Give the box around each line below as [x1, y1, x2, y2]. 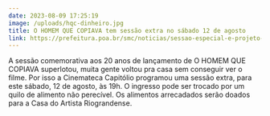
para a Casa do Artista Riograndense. [8, 98, 133, 108]
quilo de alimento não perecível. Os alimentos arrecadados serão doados [8, 90, 251, 100]
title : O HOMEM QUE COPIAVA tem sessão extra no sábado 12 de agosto [8, 26, 247, 34]
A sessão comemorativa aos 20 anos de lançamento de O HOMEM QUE [8, 56, 247, 66]
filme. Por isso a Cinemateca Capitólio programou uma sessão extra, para [8, 73, 252, 82]
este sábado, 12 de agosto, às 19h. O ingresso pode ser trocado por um [8, 82, 245, 91]
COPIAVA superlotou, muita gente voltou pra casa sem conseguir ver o [8, 65, 243, 74]
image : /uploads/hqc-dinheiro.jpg [8, 19, 125, 27]
